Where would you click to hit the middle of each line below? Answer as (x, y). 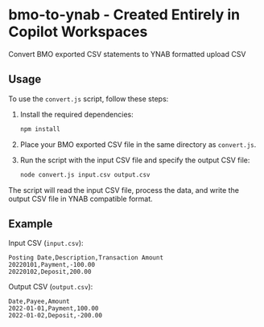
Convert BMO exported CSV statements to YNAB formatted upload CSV (127, 54)
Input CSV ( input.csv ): (46, 243)
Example (31, 224)
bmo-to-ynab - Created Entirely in (124, 15)
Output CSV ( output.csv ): (51, 287)
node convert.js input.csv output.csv (85, 174)
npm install (40, 129)
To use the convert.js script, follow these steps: (89, 99)
